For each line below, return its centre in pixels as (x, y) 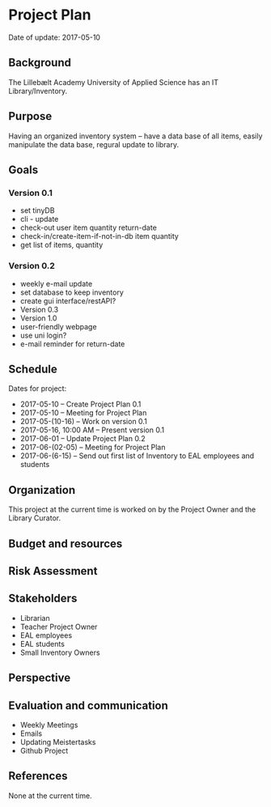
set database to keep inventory (72, 292)
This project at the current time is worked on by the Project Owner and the (132, 510)
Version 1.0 (38, 318)
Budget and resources (66, 544)
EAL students (42, 643)
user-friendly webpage (58, 326)
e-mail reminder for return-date (72, 344)
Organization (42, 490)
